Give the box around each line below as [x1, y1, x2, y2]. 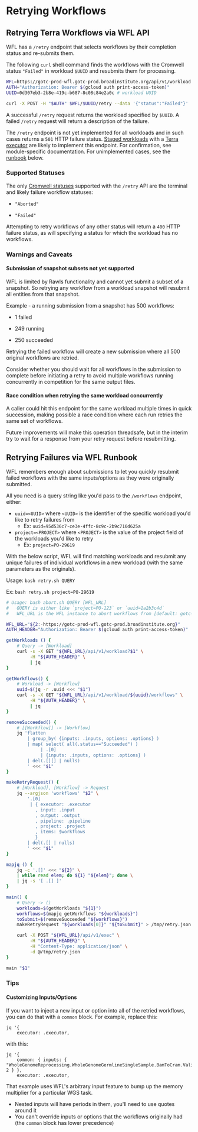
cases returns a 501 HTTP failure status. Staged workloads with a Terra [6, 135, 179, 143]
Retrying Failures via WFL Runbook [6, 452, 137, 462]
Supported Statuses [6, 169, 65, 177]
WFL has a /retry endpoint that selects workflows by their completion [6, 43, 177, 50]
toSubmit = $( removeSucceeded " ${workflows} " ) [16, 916, 128, 922]
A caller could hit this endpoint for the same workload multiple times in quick [6, 405, 192, 412]
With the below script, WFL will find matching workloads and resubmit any [6, 552, 187, 559]
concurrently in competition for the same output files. [6, 378, 136, 385]
